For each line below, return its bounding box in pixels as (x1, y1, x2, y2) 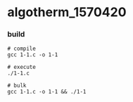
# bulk (7, 82, 27, 89)
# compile (7, 45, 37, 53)
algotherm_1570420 (7, 4, 127, 20)
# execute (7, 64, 37, 71)
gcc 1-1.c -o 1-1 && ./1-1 (7, 89, 87, 96)
